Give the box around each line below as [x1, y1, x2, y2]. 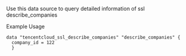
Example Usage [6, 23, 45, 30]
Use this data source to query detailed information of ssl [6, 5, 145, 12]
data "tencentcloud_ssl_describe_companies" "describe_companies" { [6, 35, 181, 41]
